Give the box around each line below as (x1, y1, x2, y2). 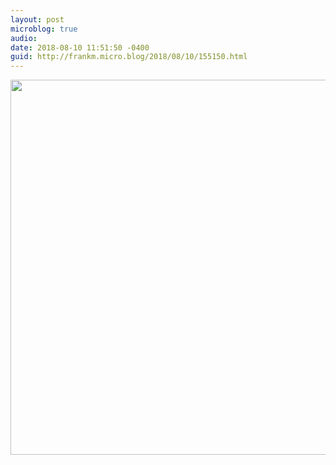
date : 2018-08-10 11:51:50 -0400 (10, 42, 150, 53)
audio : (10, 33, 38, 43)
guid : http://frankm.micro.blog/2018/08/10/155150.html (10, 52, 248, 62)
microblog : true (10, 24, 78, 34)
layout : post (10, 14, 65, 25)
